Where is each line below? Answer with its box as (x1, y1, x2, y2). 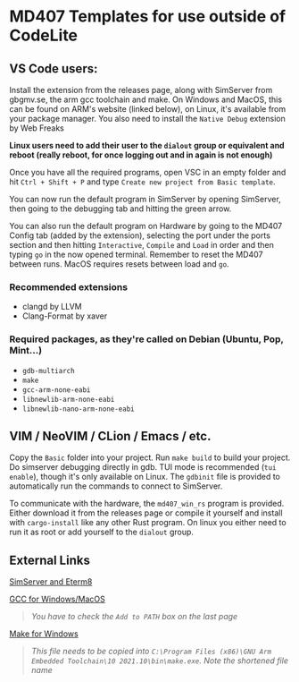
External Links (9, 552, 91, 567)
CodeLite (9, 25, 79, 46)
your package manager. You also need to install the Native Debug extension (9, 114, 286, 124)
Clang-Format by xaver (21, 311, 108, 321)
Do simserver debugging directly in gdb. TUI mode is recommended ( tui (9, 462, 277, 473)
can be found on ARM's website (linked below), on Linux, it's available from (9, 104, 287, 114)
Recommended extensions (9, 280, 128, 293)
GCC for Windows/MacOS (9, 593, 105, 605)
